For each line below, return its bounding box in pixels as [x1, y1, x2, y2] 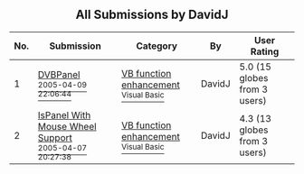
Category [135, 40, 178, 52]
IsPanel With [37, 108, 91, 121]
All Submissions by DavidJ [75, 7, 229, 23]
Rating [250, 45, 280, 58]
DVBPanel [37, 68, 81, 80]
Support [37, 131, 72, 143]
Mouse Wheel [37, 120, 97, 133]
